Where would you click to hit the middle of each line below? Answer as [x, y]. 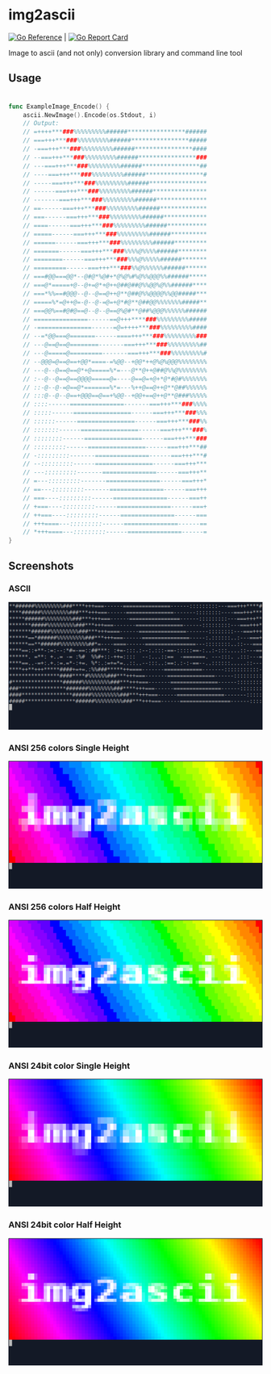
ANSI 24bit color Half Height [65, 1225]
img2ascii [42, 15]
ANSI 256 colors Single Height [69, 748]
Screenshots [41, 566]
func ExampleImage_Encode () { [59, 107]
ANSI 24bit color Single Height [69, 1066]
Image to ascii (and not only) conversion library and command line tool [125, 52]
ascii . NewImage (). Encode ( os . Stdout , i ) [90, 115]
